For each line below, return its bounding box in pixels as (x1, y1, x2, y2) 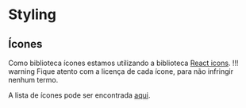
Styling (8, 6, 57, 24)
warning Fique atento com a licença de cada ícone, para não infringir (8, 67, 234, 76)
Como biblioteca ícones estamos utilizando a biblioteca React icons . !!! (8, 58, 239, 67)
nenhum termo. (8, 75, 59, 84)
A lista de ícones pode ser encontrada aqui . (8, 91, 151, 100)
